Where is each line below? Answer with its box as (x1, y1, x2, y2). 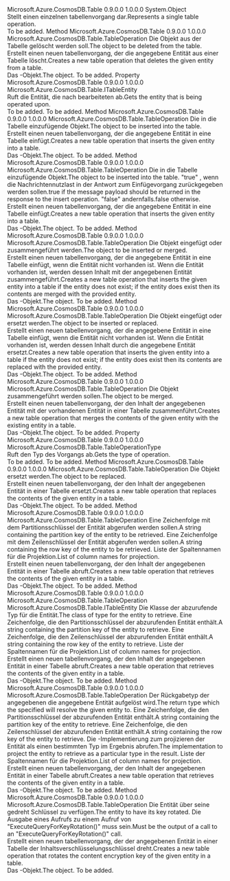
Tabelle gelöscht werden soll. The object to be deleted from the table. (7, 42, 203, 49)
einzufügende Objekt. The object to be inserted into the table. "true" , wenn (7, 173, 219, 181)
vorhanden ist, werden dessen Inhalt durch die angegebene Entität (7, 341, 196, 349)
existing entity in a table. (7, 421, 77, 429)
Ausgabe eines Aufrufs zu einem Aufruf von (7, 815, 132, 823)
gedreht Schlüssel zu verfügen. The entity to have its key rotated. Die (7, 808, 201, 816)
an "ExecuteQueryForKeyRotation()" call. (7, 829, 123, 838)
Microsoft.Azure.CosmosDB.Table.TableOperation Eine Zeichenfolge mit (7, 516, 211, 524)
